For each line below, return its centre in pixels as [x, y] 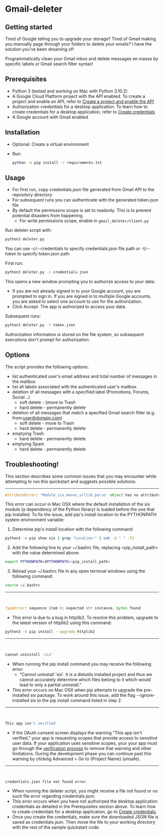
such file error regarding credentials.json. [54, 796]
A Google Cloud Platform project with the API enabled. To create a [79, 96]
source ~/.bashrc [23, 586]
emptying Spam [28, 444]
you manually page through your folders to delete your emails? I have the [79, 44]
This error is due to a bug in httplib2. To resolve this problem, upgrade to [85, 617]
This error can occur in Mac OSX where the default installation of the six [78, 504]
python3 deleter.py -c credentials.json [47, 272]
